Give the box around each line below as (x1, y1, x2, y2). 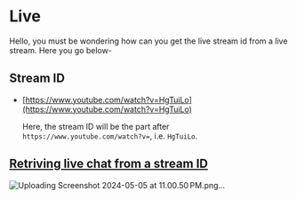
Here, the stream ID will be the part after (21, 121, 170, 131)
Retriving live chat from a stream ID (9, 156, 209, 171)
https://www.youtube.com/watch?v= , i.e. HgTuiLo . (21, 131, 198, 141)
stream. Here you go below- (9, 44, 113, 55)
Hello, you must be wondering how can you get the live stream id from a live (9, 36, 288, 46)
